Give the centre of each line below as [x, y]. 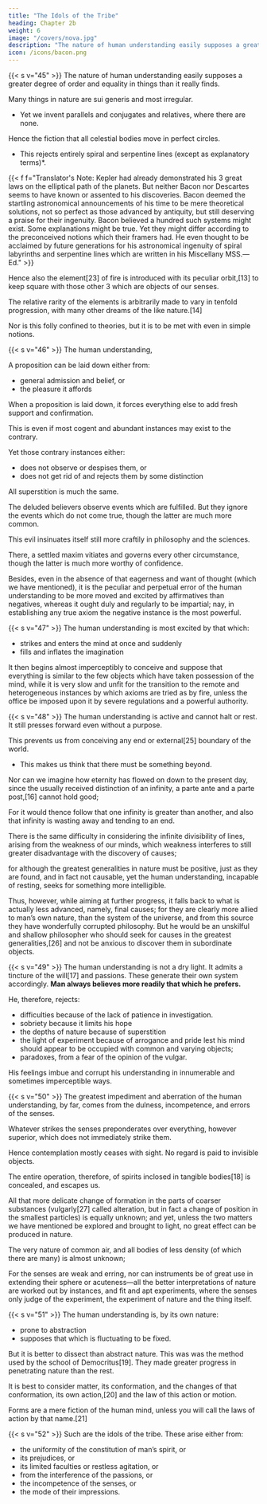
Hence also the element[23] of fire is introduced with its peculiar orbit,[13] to [133, 278]
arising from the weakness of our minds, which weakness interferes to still [130, 844]
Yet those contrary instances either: [67, 452]
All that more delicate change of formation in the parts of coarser [114, 1200]
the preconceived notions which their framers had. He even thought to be [128, 237]
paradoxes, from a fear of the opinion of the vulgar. [103, 1057]
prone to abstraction [53, 1330]
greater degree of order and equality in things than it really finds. [114, 84]
